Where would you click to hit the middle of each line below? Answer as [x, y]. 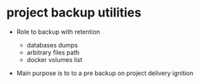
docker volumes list [54, 59]
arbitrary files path [53, 52]
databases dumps [52, 45]
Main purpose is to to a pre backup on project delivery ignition [105, 73]
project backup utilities [74, 13]
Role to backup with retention [58, 32]
